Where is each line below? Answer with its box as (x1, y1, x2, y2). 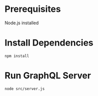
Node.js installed (4, 20, 39, 26)
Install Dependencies (4, 37, 94, 48)
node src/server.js (4, 86, 45, 91)
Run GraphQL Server (4, 70, 91, 81)
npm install (4, 53, 29, 58)
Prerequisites (4, 3, 61, 15)
